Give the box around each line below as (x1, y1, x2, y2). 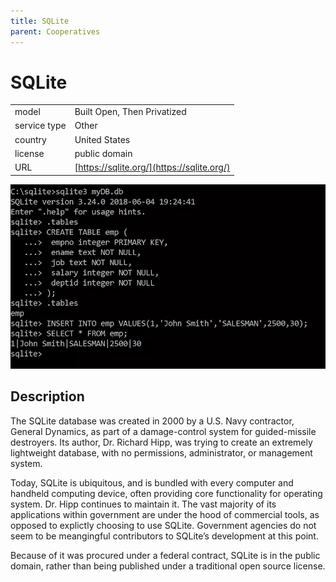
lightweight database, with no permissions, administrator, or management (10, 446, 313, 459)
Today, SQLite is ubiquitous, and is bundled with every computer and (10, 476, 294, 489)
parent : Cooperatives (10, 26, 101, 37)
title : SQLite (10, 16, 70, 26)
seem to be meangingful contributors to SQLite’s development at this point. (10, 530, 319, 542)
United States (74, 133, 131, 145)
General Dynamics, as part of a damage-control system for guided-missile (10, 425, 317, 437)
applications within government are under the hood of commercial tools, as (10, 508, 320, 520)
